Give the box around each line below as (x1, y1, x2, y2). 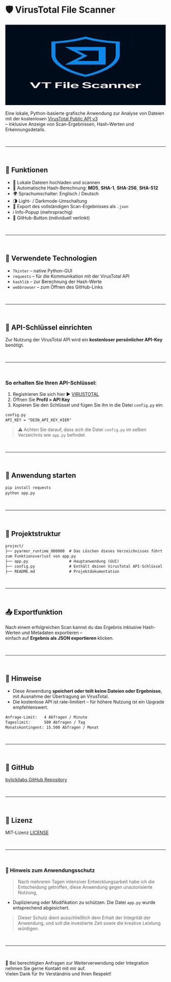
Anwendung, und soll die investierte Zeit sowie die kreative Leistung (17, 920, 161, 926)
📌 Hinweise (5, 674, 42, 683)
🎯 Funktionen (5, 166, 48, 174)
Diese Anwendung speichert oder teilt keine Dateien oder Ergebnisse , (12, 688, 162, 694)
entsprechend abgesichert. (12, 904, 70, 911)
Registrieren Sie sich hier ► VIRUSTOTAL (12, 391, 99, 397)
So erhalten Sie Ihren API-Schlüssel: (5, 380, 97, 387)
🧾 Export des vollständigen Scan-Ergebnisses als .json (12, 203, 129, 209)
